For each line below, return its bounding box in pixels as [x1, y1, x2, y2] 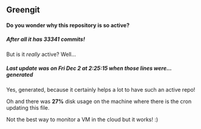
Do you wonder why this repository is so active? [6, 21, 130, 29]
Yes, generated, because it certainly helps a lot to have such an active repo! [6, 86, 196, 93]
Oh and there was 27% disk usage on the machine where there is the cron [6, 98, 192, 105]
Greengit [6, 5, 41, 15]
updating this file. [6, 104, 50, 111]
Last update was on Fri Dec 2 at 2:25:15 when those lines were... [6, 64, 172, 72]
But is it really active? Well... [6, 51, 76, 58]
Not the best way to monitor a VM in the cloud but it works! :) [6, 116, 159, 123]
